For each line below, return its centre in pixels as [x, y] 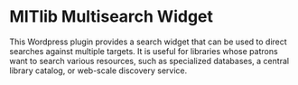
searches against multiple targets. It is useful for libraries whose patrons [144, 51]
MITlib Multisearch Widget [112, 17]
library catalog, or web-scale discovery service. [98, 71]
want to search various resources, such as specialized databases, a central [149, 61]
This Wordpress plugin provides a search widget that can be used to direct [148, 42]
